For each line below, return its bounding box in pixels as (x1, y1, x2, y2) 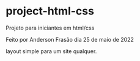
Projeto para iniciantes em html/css (6, 24, 95, 31)
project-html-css (6, 4, 94, 18)
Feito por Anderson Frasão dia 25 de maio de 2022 (6, 36, 134, 43)
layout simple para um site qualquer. (6, 47, 97, 55)
